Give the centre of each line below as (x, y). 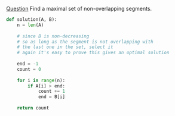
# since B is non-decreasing (53, 36)
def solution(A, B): (32, 20)
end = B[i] (52, 97)
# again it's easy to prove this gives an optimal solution (93, 53)
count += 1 (52, 92)
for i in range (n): (41, 80)
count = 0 (29, 69)
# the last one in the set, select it (65, 47)
